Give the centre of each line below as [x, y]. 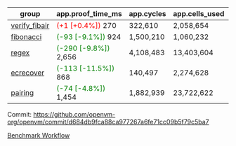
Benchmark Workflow [39, 135]
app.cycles [147, 14]
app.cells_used [199, 14]
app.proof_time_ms [89, 14]
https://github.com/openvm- [74, 114]
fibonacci [26, 37]
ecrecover [28, 73]
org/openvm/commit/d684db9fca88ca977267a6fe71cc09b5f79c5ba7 [108, 122]
